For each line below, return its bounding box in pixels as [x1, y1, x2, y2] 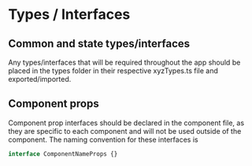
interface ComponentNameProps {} [8, 149, 118, 158]
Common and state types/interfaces [8, 37, 191, 50]
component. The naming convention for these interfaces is [8, 135, 198, 144]
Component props [8, 97, 100, 111]
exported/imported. [8, 75, 72, 83]
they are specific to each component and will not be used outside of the [8, 126, 242, 135]
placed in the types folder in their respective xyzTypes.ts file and [8, 66, 219, 76]
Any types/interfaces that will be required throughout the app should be [8, 57, 241, 67]
